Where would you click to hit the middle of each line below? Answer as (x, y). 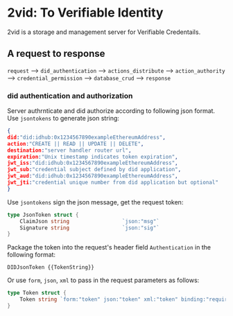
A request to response (56, 54)
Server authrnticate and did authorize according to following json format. (111, 111)
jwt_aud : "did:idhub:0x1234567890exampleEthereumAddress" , (93, 176)
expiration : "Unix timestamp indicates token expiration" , (93, 157)
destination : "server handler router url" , (69, 150)
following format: (32, 255)
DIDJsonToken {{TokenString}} (51, 267)
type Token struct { (37, 293)
